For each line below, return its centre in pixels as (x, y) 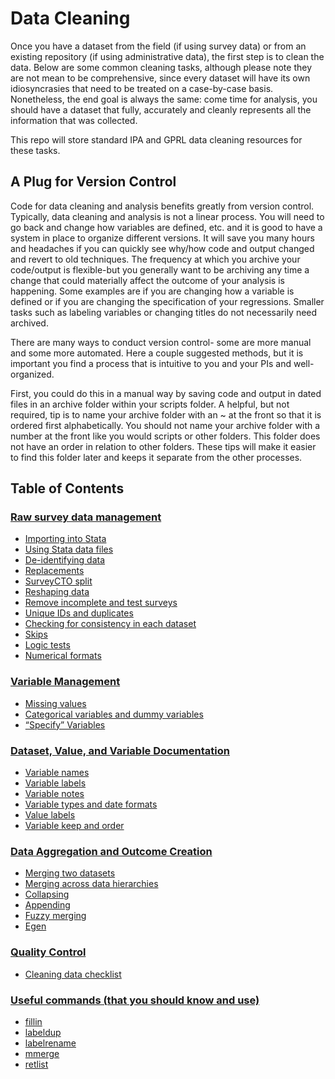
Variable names (57, 773)
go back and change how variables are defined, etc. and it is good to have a (166, 227)
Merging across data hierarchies (91, 884)
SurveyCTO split (58, 581)
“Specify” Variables (65, 724)
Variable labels (55, 783)
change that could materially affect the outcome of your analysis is (147, 280)
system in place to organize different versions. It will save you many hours (162, 238)
